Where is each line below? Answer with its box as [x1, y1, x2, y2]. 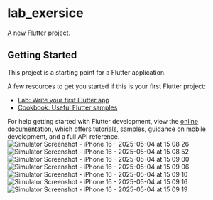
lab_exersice [7, 5, 84, 21]
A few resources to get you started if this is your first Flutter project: [7, 82, 206, 90]
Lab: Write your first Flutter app [17, 95, 110, 104]
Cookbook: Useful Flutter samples [17, 103, 118, 112]
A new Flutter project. [7, 28, 71, 37]
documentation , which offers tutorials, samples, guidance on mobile [7, 125, 206, 133]
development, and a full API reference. [7, 132, 120, 140]
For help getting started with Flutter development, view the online [7, 117, 199, 125]
